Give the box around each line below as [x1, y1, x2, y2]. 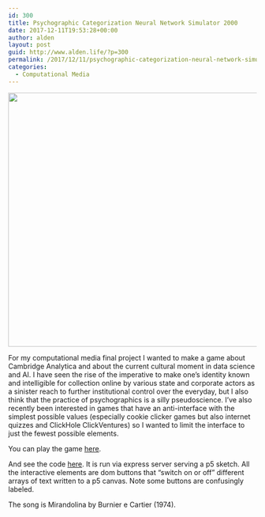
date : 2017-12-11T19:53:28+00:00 [8, 26, 118, 34]
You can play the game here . [8, 443, 102, 453]
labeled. [8, 484, 35, 494]
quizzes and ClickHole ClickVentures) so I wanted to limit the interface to [8, 420, 245, 429]
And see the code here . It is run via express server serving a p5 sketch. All [8, 459, 250, 469]
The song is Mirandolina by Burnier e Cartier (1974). [8, 500, 176, 509]
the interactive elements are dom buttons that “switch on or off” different [8, 467, 244, 477]
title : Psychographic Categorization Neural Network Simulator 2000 [8, 19, 238, 27]
